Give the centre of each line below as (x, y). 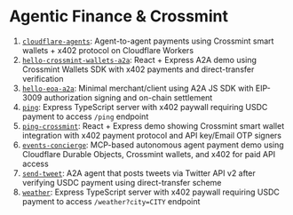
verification (43, 78)
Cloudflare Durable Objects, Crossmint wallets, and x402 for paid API (149, 154)
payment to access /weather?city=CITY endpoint (111, 201)
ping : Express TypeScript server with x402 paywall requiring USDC (145, 107)
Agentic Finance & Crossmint (119, 16)
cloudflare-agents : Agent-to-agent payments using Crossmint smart (148, 41)
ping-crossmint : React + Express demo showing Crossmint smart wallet (153, 125)
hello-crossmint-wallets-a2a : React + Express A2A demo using (139, 60)
